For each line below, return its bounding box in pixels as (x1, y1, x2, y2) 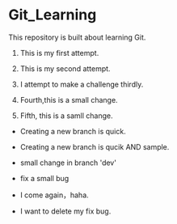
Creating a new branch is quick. (19, 126, 127, 136)
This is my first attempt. (19, 48, 99, 57)
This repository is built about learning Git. (8, 32, 146, 42)
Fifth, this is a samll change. (19, 111, 113, 120)
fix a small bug (19, 173, 70, 183)
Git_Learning (8, 6, 97, 24)
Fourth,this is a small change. (19, 95, 119, 104)
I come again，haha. (19, 190, 89, 200)
